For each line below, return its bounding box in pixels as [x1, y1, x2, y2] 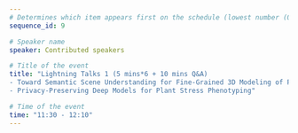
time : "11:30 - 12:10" [9, 110, 93, 120]
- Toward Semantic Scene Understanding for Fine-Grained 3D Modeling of [9, 78, 284, 87]
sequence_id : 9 [9, 21, 66, 30]
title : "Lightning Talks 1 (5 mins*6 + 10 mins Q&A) [9, 70, 208, 79]
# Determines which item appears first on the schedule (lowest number [9, 12, 279, 22]
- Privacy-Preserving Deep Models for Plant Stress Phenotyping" [9, 86, 255, 95]
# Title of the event [9, 61, 90, 71]
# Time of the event [9, 102, 86, 111]
